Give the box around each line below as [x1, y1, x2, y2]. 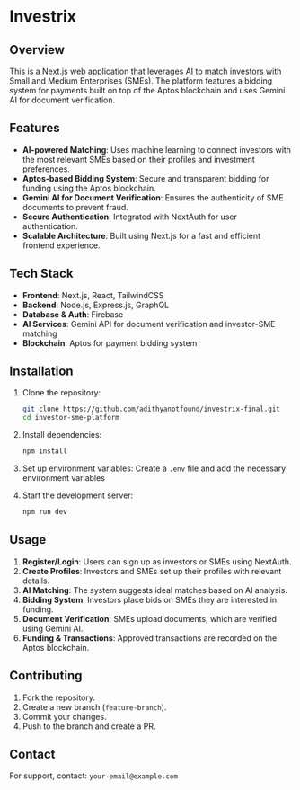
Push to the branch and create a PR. [22, 721, 156, 732]
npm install [22, 447, 67, 456]
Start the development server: [22, 490, 134, 501]
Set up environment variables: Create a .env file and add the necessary [22, 463, 287, 474]
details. [22, 575, 50, 586]
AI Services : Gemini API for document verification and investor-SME [22, 318, 276, 329]
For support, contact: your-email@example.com [9, 770, 178, 781]
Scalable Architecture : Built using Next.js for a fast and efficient [22, 230, 261, 241]
